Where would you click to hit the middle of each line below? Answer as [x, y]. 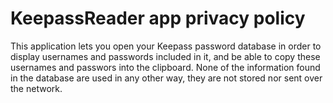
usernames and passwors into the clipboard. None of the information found [165, 67]
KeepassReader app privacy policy [158, 18]
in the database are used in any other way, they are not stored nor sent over [166, 78]
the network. [36, 88]
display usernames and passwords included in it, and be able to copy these [165, 56]
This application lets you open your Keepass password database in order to [166, 46]
